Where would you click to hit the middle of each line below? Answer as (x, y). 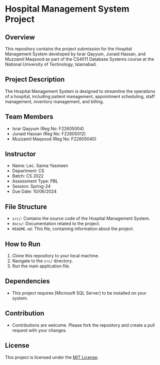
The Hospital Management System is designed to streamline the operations (80, 91)
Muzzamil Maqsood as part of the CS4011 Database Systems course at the (80, 59)
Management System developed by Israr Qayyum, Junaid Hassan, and (75, 54)
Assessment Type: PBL (35, 181)
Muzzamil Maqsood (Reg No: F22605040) (54, 139)
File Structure (26, 207)
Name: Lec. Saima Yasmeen (40, 166)
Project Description (35, 79)
